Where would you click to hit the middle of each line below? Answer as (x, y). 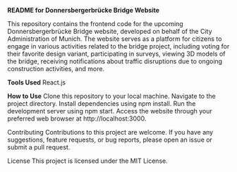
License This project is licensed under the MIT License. (87, 161)
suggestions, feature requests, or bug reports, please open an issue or (110, 140)
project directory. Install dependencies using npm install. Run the (102, 104)
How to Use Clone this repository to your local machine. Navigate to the (112, 96)
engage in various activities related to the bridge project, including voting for (119, 46)
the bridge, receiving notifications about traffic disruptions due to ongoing (115, 61)
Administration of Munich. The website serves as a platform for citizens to (115, 39)
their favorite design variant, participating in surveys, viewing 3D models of (116, 54)
